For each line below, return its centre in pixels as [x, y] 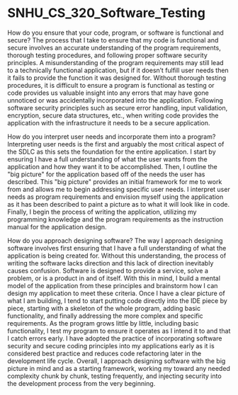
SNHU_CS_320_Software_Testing [106, 13]
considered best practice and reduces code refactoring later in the [104, 353]
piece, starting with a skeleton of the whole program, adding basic [104, 308]
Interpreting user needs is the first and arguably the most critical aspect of [116, 144]
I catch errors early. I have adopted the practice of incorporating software [115, 338]
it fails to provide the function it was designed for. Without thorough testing [117, 78]
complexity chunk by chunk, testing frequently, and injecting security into [114, 376]
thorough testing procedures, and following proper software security [107, 55]
